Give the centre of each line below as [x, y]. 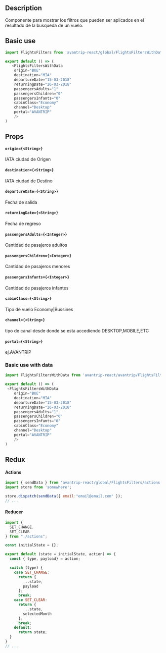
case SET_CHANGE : [32, 572]
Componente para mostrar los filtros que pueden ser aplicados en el [75, 20]
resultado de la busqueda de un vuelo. [44, 25]
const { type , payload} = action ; [45, 559]
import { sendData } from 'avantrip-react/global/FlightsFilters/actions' [84, 483]
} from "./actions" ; [26, 536]
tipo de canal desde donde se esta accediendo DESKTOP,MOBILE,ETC [77, 330]
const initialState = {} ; [32, 545]
